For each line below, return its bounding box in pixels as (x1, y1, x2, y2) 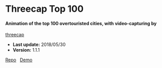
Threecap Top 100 (5, 3, 84, 15)
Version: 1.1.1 (12, 47, 40, 53)
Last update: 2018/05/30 (12, 41, 66, 48)
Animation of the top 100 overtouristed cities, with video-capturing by (5, 20, 157, 26)
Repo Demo (5, 57, 33, 63)
